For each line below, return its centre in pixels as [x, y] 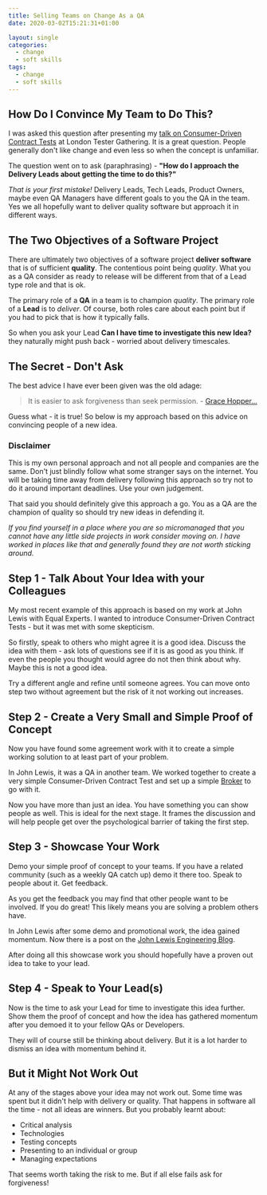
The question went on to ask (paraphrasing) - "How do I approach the [124, 166]
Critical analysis [46, 1125]
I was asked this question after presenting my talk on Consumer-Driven [125, 133]
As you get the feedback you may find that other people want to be [118, 898]
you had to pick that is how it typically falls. [79, 317]
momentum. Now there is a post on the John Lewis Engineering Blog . [122, 939]
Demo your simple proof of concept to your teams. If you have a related [126, 866]
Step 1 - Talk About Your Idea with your [106, 578]
